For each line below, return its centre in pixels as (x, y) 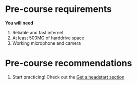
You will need (19, 23)
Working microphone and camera (46, 43)
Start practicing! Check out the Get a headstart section (68, 77)
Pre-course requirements (58, 9)
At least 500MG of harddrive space (48, 38)
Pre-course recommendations (69, 63)
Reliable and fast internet (38, 32)
